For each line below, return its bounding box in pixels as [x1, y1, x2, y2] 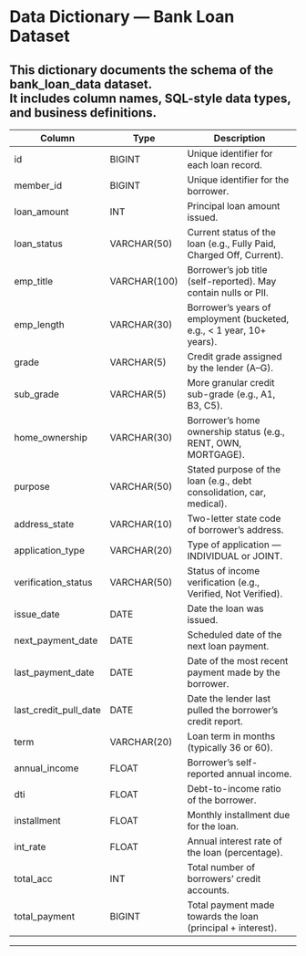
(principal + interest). [187, 921, 278, 934]
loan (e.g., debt [187, 474, 252, 487]
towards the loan [187, 910, 260, 922]
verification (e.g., [187, 577, 260, 588]
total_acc [14, 873, 53, 885]
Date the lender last [187, 692, 271, 704]
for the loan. [187, 820, 240, 832]
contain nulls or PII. [187, 286, 269, 298]
